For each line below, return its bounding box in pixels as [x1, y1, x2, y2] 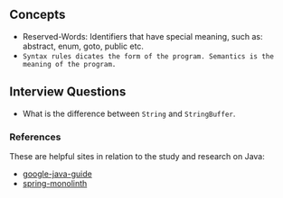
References [9, 130, 61, 143]
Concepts [9, 7, 66, 22]
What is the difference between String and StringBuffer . [22, 108, 236, 119]
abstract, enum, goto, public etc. [22, 40, 145, 51]
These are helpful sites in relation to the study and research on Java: [9, 150, 265, 161]
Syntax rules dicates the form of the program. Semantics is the [22, 51, 274, 61]
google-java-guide [22, 168, 92, 179]
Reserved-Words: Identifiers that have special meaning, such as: [22, 31, 264, 41]
